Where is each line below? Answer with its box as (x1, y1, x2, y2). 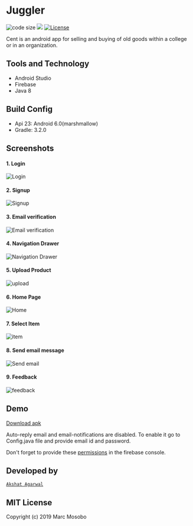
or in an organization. (6, 41, 58, 49)
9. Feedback (6, 373, 37, 380)
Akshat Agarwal (6, 482, 44, 488)
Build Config (6, 104, 53, 114)
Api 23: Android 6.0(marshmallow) (14, 120, 99, 127)
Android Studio (14, 75, 51, 82)
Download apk (6, 419, 41, 427)
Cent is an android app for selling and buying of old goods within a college (6, 35, 187, 42)
